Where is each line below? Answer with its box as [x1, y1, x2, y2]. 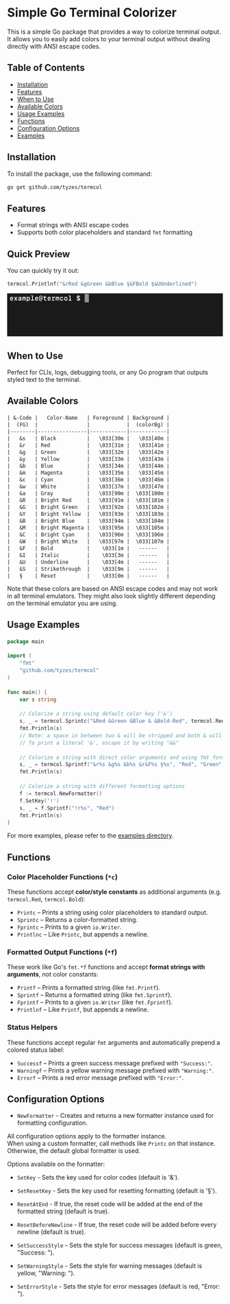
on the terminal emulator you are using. [7, 599, 118, 607]
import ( [7, 653, 32, 660]
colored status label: [7, 1046, 65, 1054]
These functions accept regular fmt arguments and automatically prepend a [7, 1038, 220, 1046]
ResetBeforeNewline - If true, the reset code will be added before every [16, 1221, 217, 1229]
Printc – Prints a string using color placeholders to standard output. [16, 908, 209, 917]
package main [7, 638, 44, 645]
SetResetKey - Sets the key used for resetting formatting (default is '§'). [16, 1187, 217, 1195]
